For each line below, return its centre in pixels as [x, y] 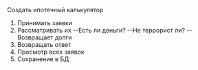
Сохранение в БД [43, 59]
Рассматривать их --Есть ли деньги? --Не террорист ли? [101, 30]
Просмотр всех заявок [51, 52]
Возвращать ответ [44, 45]
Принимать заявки [45, 23]
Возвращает [35, 37]
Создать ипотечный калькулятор [55, 10]
